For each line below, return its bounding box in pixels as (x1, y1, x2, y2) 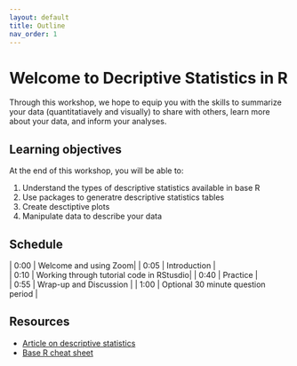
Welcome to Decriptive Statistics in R (9, 68, 288, 88)
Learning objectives (9, 141, 123, 156)
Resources (9, 314, 70, 330)
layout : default (9, 12, 69, 22)
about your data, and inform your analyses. (9, 116, 167, 127)
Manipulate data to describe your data (21, 211, 163, 222)
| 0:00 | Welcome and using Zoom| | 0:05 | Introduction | (9, 259, 216, 271)
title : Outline (9, 21, 66, 30)
